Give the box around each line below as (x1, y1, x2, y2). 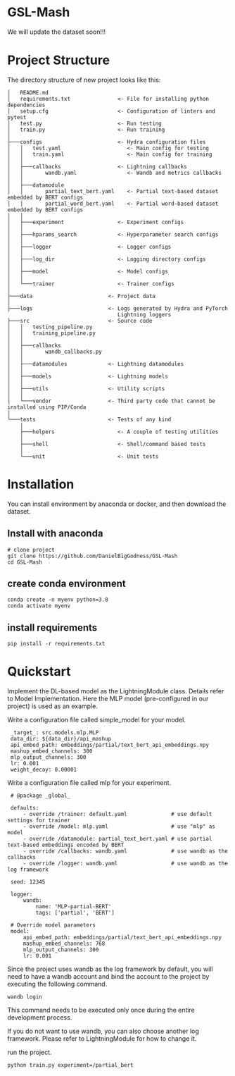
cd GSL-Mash (7, 558, 42, 566)
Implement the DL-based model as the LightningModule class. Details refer (7, 687, 224, 695)
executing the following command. (7, 980, 108, 989)
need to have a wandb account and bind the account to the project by (7, 972, 210, 981)
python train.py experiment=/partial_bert (7, 1062, 134, 1069)
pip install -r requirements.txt (7, 641, 106, 648)
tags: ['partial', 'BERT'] (35, 910, 115, 917)
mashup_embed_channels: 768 (23, 940, 106, 948)
